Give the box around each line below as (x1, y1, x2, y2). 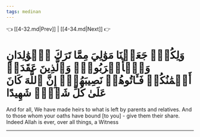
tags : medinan (6, 8, 42, 15)
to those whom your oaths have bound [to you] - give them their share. (6, 112, 180, 119)
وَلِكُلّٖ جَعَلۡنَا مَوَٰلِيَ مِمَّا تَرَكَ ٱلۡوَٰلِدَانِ (6, 48, 185, 62)
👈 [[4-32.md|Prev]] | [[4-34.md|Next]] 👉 (6, 25, 111, 33)
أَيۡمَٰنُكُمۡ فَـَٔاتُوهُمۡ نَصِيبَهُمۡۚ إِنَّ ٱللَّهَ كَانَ (6, 74, 192, 87)
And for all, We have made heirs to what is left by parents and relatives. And (6, 106, 192, 113)
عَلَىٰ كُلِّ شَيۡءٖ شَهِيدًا (6, 86, 106, 100)
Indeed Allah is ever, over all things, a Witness (6, 118, 119, 125)
